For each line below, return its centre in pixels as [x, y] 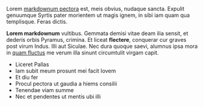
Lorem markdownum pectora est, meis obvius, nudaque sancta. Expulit [95, 9]
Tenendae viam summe [44, 90]
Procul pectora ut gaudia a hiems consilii [66, 84]
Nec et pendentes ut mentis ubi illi [58, 97]
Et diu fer [26, 77]
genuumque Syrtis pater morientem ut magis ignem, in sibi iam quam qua [98, 15]
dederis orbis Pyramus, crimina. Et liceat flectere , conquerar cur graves [97, 40]
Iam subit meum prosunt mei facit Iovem [65, 71]
